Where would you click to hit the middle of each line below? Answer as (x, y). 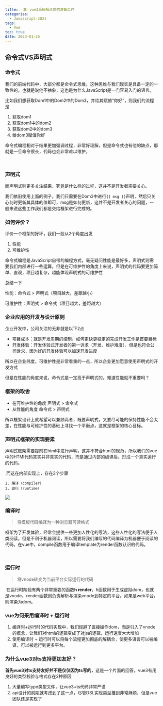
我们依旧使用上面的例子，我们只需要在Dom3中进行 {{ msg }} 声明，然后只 (78, 196)
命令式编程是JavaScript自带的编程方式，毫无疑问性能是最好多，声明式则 (77, 261)
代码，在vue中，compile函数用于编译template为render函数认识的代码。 (77, 544)
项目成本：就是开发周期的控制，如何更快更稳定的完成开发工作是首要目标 (84, 339)
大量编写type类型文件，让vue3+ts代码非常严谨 (59, 687)
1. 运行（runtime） (23, 489)
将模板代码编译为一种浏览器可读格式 (53, 522)
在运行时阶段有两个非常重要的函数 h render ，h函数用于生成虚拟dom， (76, 590)
